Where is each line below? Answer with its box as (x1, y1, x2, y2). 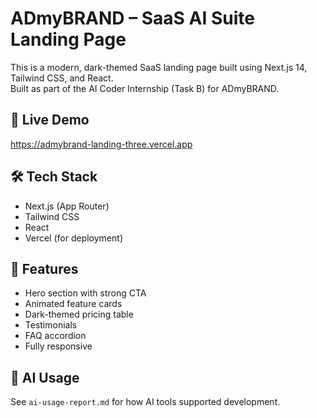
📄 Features (10, 260, 79, 277)
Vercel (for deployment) (24, 232, 123, 244)
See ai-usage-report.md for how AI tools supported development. (10, 396, 281, 408)
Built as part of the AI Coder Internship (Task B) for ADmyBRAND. (10, 82, 280, 94)
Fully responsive (24, 340, 93, 352)
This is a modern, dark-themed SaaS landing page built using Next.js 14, (10, 61, 308, 73)
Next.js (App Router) (24, 200, 110, 212)
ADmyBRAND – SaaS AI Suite (10, 7, 255, 30)
